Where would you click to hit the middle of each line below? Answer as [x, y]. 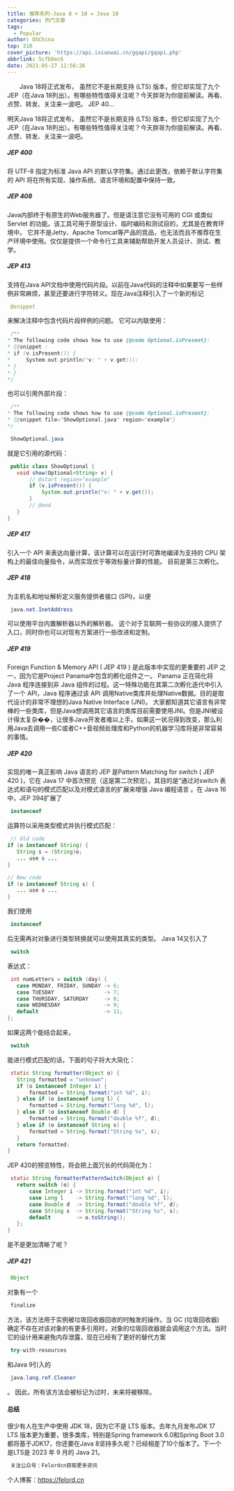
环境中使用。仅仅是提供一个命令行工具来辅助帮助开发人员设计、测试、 [114, 241]
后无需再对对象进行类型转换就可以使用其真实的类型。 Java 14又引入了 [107, 939]
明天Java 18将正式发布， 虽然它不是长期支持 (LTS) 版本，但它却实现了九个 [114, 119]
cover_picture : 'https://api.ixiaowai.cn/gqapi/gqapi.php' [95, 53]
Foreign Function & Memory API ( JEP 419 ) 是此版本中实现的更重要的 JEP [113, 667]
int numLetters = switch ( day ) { [59, 979]
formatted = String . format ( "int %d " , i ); [90, 1093]
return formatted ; [43, 1145]
